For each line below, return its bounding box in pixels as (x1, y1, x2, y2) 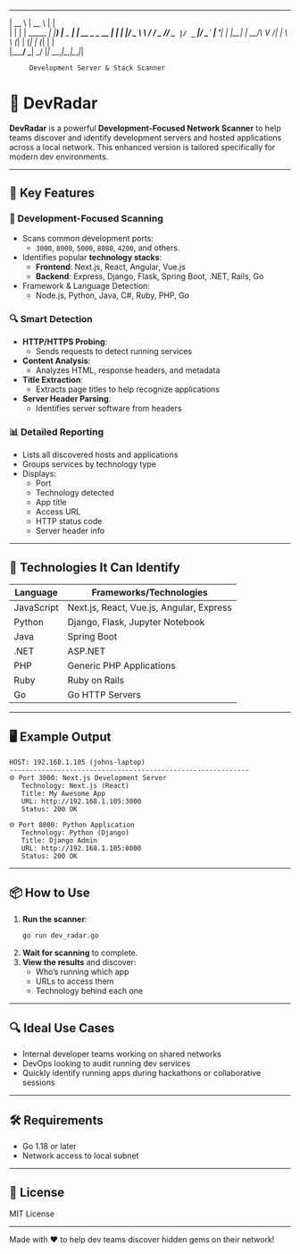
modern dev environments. (9, 151, 109, 162)
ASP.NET (67, 645, 106, 657)
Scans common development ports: (21, 233, 154, 243)
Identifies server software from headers (35, 402, 182, 413)
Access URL (35, 506, 81, 517)
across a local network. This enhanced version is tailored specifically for (9, 141, 276, 152)
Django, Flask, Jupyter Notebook (67, 616, 205, 629)
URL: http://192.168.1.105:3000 (21, 797, 142, 806)
